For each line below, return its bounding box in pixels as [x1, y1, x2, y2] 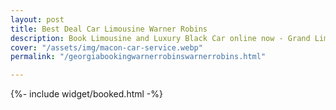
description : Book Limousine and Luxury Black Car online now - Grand [10, 33, 311, 43]
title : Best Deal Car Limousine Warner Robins [10, 24, 208, 34]
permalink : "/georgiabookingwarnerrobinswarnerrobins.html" [10, 52, 267, 62]
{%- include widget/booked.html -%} [10, 88, 163, 100]
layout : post [10, 14, 65, 25]
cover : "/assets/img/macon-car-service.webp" [10, 42, 203, 53]
